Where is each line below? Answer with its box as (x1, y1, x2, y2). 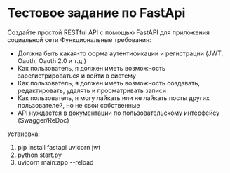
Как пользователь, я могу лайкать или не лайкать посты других (17, 93, 210, 102)
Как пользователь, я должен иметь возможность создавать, (17, 78, 200, 87)
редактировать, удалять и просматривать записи (17, 86, 167, 95)
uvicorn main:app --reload (17, 158, 94, 166)
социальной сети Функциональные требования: (7, 35, 151, 43)
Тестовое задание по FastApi (7, 5, 186, 21)
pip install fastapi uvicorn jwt (17, 143, 101, 151)
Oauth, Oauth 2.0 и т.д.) (17, 56, 86, 64)
